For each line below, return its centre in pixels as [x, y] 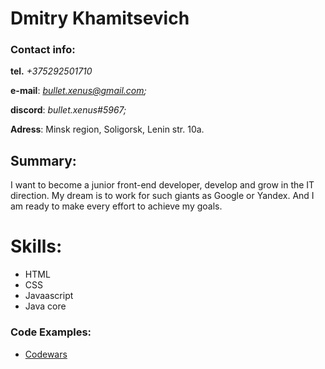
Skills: [36, 246]
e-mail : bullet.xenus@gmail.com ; [78, 91]
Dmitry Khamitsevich [100, 18]
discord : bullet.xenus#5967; [68, 110]
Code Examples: [51, 332]
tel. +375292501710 [51, 71]
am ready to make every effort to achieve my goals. [116, 206]
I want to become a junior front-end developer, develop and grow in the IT [162, 185]
